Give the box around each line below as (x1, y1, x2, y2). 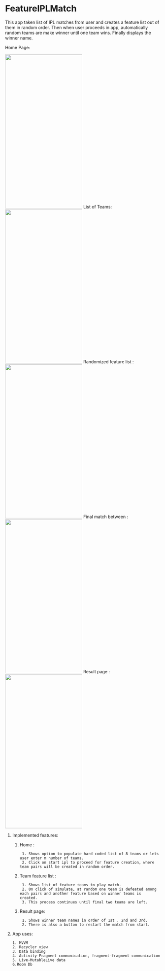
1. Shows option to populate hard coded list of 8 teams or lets (22, 851, 159, 856)
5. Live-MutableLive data (12, 957, 66, 963)
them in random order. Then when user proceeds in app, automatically (5, 24, 148, 30)
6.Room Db (12, 962, 33, 967)
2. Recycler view (12, 944, 48, 949)
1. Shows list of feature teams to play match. (22, 882, 122, 887)
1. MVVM (12, 940, 28, 945)
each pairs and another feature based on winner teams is (19, 891, 141, 896)
